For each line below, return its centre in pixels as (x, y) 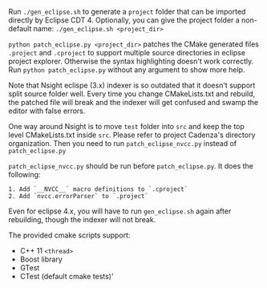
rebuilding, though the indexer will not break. (82, 219)
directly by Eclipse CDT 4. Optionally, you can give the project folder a (124, 20)
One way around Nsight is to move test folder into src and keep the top (126, 126)
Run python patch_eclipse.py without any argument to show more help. (127, 70)
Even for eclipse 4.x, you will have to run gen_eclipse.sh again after (120, 211)
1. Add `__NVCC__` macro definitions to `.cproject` (98, 189)
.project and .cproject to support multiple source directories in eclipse (127, 53)
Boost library (41, 259)
